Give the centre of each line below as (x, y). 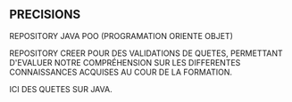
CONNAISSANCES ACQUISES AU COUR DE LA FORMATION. (121, 72)
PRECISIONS (45, 15)
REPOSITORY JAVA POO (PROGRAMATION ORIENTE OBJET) (121, 35)
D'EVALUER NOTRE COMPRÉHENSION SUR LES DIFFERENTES (125, 62)
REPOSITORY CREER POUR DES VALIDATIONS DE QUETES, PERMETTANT (146, 53)
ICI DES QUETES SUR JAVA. (61, 89)
